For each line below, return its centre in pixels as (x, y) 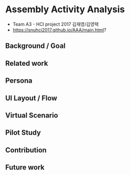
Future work (25, 168)
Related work (27, 63)
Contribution (26, 150)
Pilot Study (23, 133)
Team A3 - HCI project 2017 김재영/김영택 (56, 24)
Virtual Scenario (32, 115)
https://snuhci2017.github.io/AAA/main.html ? (59, 30)
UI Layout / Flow (31, 98)
